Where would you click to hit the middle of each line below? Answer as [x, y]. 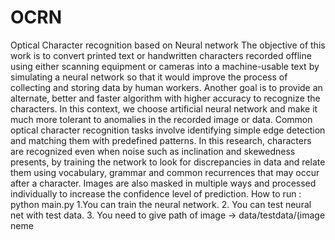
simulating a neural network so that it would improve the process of [149, 77]
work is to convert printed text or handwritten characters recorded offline [161, 55]
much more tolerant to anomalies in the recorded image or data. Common [161, 119]
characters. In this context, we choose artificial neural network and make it [164, 108]
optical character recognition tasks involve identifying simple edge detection [168, 130]
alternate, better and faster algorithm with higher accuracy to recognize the [165, 98]
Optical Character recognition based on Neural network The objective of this [168, 45]
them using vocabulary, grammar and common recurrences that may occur [165, 172]
